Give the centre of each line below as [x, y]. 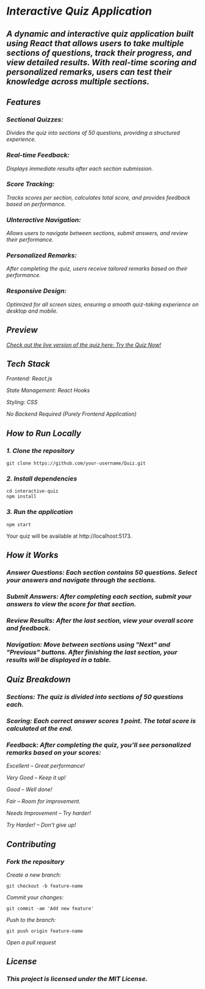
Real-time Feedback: [38, 155]
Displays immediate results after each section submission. [80, 168]
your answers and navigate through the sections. [81, 580]
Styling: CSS [22, 402]
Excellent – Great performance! [46, 766]
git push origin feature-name [45, 931]
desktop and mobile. [32, 311]
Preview [22, 330]
